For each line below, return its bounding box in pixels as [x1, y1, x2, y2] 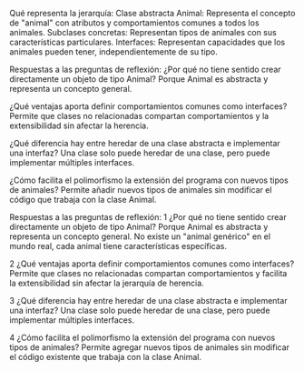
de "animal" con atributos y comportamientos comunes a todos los [9, 17, 260, 28]
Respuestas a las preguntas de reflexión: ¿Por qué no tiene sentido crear [9, 64, 281, 75]
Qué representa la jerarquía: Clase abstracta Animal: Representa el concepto [9, 8, 296, 18]
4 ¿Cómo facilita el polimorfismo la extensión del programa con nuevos [9, 332, 276, 343]
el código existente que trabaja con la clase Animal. [9, 352, 202, 362]
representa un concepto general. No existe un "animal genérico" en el [9, 231, 270, 242]
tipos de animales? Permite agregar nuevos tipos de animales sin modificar [9, 342, 290, 353]
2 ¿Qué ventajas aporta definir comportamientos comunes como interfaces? [9, 258, 295, 269]
